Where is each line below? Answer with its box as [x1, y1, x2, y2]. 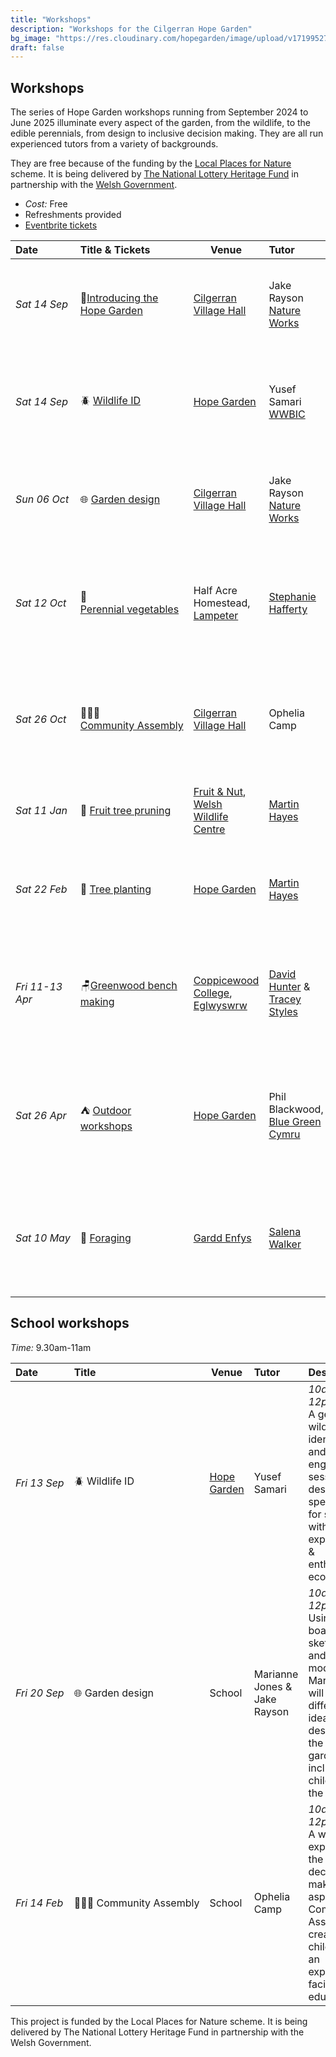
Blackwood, [268, 1102, 324, 1116]
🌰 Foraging [79, 1231, 132, 1245]
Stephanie [268, 590, 317, 604]
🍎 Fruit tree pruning [79, 804, 172, 818]
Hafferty [268, 602, 308, 616]
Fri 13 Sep [15, 1476, 65, 1490]
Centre [193, 822, 226, 836]
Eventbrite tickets [24, 219, 98, 231]
